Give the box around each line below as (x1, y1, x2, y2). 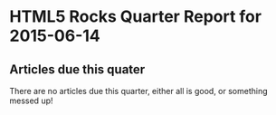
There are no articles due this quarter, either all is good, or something (9, 86, 269, 96)
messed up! (9, 95, 53, 106)
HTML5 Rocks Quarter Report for (9, 6, 262, 27)
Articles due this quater (9, 62, 146, 77)
